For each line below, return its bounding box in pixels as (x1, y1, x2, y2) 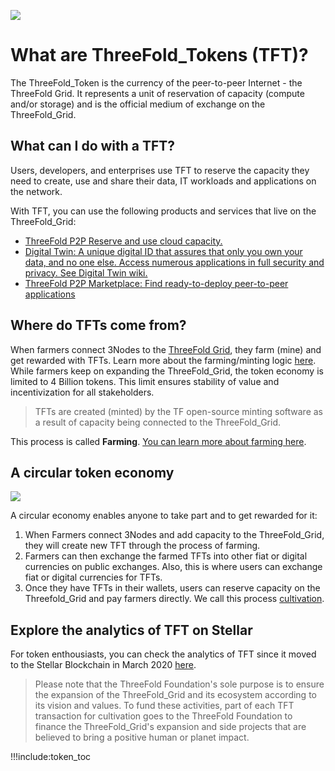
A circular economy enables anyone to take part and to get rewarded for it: (10, 510, 318, 522)
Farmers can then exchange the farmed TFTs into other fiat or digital (24, 550, 308, 562)
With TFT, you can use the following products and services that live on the (10, 205, 317, 217)
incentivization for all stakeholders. (10, 386, 155, 398)
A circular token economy (10, 464, 175, 481)
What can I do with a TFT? (10, 138, 176, 155)
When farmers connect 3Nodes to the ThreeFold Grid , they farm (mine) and (10, 343, 322, 355)
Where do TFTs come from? (10, 317, 187, 334)
